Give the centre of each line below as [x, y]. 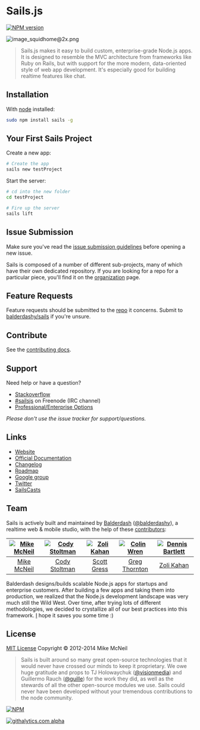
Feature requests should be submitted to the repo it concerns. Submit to [95, 310]
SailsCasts [28, 490]
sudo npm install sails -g [40, 120]
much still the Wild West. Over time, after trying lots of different [84, 602]
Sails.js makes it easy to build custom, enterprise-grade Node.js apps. [107, 50]
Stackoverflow [32, 394]
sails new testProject [34, 169]
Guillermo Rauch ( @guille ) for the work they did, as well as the [97, 679]
